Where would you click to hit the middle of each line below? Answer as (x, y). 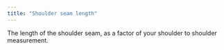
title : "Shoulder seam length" (52, 13)
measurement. (28, 40)
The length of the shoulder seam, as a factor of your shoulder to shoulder (112, 33)
